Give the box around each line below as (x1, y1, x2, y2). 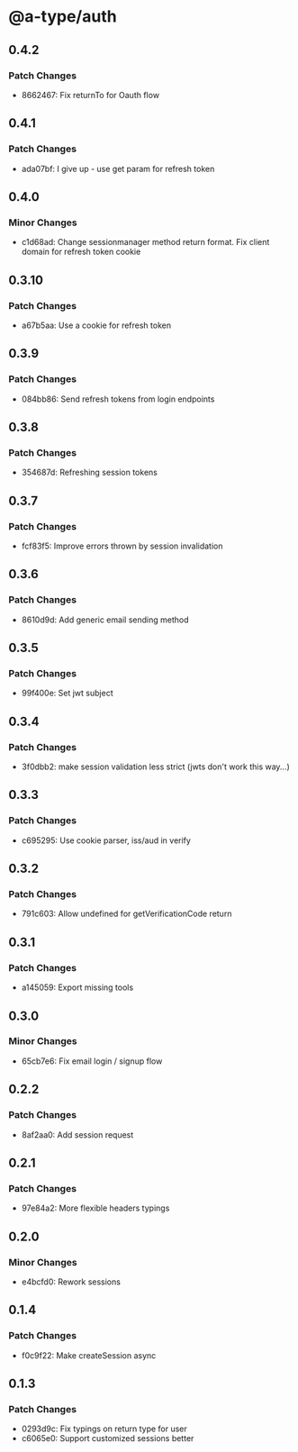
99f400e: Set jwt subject (21, 687, 113, 699)
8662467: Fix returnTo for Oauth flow (21, 89, 159, 100)
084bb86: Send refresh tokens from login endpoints (21, 394, 215, 404)
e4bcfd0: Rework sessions (21, 1276, 121, 1287)
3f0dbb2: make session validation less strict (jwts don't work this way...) (21, 761, 290, 772)
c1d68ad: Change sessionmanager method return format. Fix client (21, 237, 270, 248)
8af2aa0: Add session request (21, 1129, 134, 1140)
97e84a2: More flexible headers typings (21, 1202, 170, 1213)
